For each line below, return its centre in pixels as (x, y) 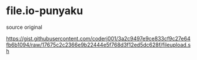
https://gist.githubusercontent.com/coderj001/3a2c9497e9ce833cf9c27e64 (98, 38)
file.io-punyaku (45, 11)
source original (24, 27)
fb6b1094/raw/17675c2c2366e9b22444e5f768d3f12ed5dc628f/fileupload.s (98, 45)
